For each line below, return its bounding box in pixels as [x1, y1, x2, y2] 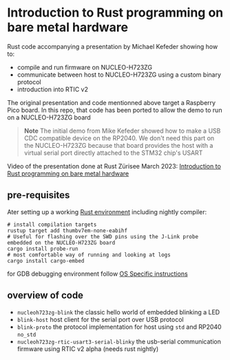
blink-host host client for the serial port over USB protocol [17, 315, 184, 323]
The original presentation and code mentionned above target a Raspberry [7, 98, 216, 106]
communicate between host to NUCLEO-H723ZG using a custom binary [17, 70, 222, 79]
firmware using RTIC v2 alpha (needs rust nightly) [17, 344, 159, 353]
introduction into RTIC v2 [17, 85, 88, 93]
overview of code [7, 290, 84, 301]
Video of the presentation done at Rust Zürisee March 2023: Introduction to [7, 162, 222, 170]
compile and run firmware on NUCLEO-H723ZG [17, 63, 153, 71]
